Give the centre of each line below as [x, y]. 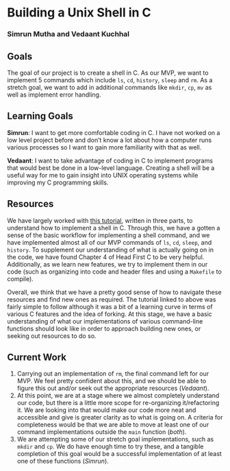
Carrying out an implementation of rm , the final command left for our [113, 374]
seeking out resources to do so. [52, 336]
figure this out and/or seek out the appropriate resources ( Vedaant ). [113, 388]
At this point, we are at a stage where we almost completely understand [118, 396]
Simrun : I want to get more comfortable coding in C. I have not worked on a [114, 132]
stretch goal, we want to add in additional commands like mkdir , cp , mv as [110, 87]
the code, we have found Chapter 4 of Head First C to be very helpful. [106, 257]
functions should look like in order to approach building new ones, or [104, 328]
